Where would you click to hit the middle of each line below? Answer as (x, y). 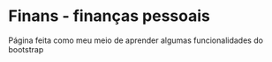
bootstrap (26, 49)
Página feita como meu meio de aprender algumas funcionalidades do (136, 40)
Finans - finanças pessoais (110, 16)
